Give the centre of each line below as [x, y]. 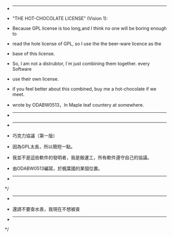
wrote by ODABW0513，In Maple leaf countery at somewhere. [78, 105]
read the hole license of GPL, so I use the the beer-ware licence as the [87, 44]
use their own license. [35, 79]
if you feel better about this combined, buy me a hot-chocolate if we [84, 89]
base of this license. [33, 54]
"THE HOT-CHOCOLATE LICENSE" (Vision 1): [60, 18]
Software [22, 69]
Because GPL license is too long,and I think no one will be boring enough [90, 28]
